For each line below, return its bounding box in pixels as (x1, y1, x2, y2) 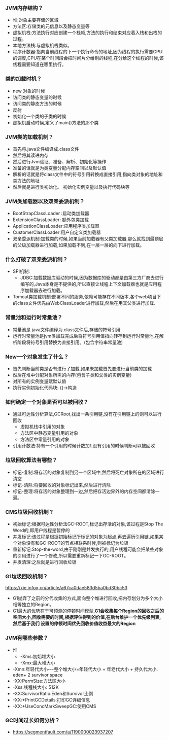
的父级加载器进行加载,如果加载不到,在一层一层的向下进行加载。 (12, 242, 145, 248)
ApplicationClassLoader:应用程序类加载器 (12, 223, 100, 229)
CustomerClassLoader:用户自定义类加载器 (12, 229, 101, 235)
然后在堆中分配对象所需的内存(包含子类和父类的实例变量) (12, 372, 132, 378)
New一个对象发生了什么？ (5, 353, 69, 360)
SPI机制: (12, 268, 30, 274)
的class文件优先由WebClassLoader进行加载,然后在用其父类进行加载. (12, 300, 156, 306)
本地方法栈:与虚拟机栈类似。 (12, 42, 72, 49)
